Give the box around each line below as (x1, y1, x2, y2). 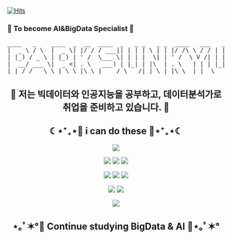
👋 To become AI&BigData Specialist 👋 (7, 23, 135, 33)
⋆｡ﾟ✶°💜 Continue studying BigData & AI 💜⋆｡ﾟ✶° (12, 220, 220, 232)
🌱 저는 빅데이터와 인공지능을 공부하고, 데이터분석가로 (10, 88, 222, 100)
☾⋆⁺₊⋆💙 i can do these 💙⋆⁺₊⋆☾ (49, 125, 183, 137)
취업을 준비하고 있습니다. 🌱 (62, 101, 170, 113)
